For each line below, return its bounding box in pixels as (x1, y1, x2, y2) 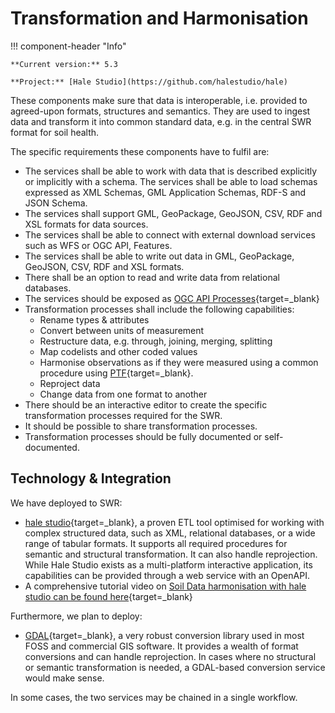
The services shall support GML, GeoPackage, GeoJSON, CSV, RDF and (24, 207, 323, 219)
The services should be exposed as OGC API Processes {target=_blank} (24, 292, 320, 304)
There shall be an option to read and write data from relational (24, 271, 280, 283)
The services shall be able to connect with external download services (24, 228, 316, 241)
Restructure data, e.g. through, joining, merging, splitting (39, 335, 273, 347)
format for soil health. (10, 126, 100, 138)
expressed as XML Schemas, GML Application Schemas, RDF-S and (24, 186, 307, 198)
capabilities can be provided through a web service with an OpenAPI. (24, 569, 310, 581)
